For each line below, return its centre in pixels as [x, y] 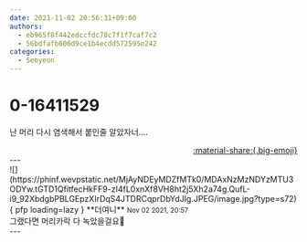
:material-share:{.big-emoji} [245, 150]
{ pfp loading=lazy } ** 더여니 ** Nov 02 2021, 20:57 [99, 209]
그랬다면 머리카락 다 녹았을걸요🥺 [67, 221]
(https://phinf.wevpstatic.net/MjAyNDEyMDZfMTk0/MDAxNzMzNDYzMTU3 [152, 179]
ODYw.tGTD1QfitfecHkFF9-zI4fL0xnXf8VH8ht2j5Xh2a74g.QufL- [130, 189]
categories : [32, 52]
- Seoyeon [36, 60]
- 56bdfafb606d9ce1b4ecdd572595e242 [87, 43]
